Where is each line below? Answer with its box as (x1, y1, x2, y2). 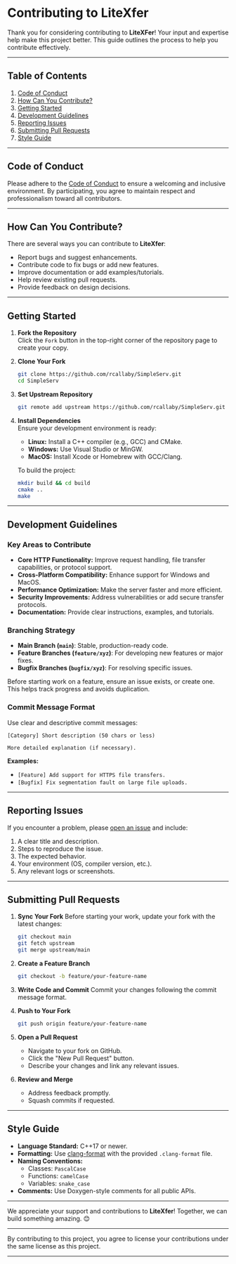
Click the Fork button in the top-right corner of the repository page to (17, 336, 218, 345)
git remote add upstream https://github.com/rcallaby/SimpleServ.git (17, 403, 226, 410)
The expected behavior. (17, 852, 86, 860)
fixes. (17, 656, 34, 665)
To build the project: (17, 466, 76, 474)
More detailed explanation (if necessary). (7, 744, 137, 751)
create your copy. (17, 344, 69, 352)
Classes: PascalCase (27, 1164, 86, 1173)
